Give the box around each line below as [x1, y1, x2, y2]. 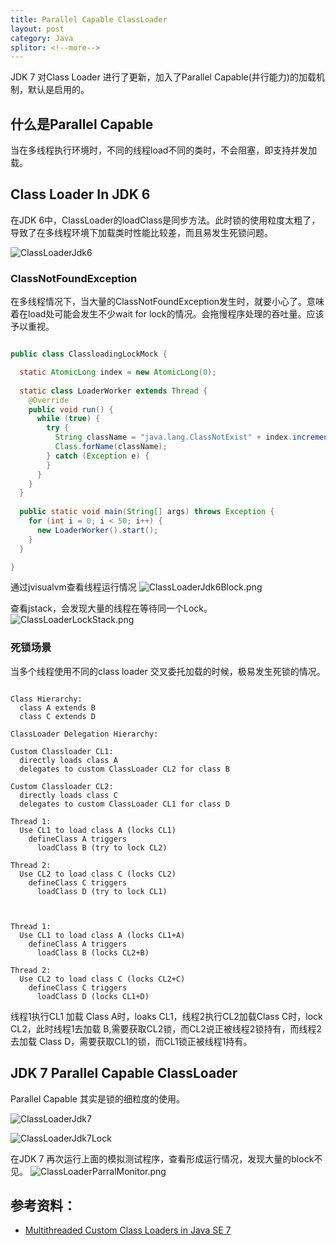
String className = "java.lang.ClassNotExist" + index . [54, 432, 293, 443]
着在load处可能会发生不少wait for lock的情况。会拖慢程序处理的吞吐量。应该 [10, 308, 325, 320]
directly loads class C [19, 790, 118, 800]
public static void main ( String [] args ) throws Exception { [19, 507, 275, 517]
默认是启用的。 [27, 84, 90, 96]
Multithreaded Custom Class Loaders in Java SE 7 [24, 1224, 232, 1236]
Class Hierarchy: [10, 694, 83, 704]
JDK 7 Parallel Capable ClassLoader [10, 1065, 238, 1082]
